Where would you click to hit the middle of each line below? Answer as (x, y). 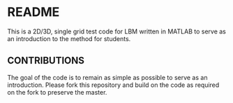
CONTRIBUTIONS (46, 61)
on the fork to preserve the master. (57, 92)
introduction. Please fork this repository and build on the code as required (113, 85)
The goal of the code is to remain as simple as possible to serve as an (107, 77)
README (33, 12)
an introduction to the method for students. (69, 38)
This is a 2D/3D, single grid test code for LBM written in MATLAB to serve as (117, 31)
